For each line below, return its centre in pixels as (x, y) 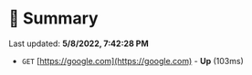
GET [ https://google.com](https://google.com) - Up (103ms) (132, 61)
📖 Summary (53, 19)
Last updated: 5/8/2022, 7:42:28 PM (79, 43)
